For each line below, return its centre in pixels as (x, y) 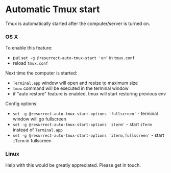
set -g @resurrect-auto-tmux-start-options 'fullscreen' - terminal (85, 114)
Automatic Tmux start (53, 9)
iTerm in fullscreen (32, 141)
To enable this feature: (29, 48)
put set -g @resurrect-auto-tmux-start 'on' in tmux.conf (74, 58)
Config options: (22, 104)
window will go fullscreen (39, 119)
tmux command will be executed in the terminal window (70, 88)
